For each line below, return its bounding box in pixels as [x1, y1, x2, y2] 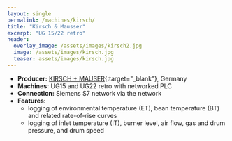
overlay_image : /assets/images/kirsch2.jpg [13, 42, 142, 49]
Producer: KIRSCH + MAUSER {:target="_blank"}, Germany [17, 74, 187, 83]
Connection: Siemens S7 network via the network [17, 89, 162, 97]
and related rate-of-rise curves [27, 111, 117, 119]
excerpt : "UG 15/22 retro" [7, 29, 86, 37]
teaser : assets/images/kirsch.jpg [13, 56, 114, 63]
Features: [17, 97, 47, 105]
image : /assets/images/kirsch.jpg [13, 49, 114, 56]
